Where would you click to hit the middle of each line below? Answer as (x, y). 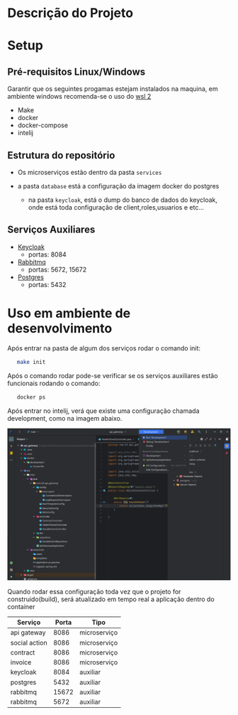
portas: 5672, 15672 (57, 269)
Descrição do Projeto (70, 13)
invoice (21, 662)
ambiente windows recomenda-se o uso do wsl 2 (79, 97)
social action (29, 643)
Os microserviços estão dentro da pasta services (90, 172)
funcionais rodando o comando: (54, 383)
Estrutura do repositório (61, 155)
